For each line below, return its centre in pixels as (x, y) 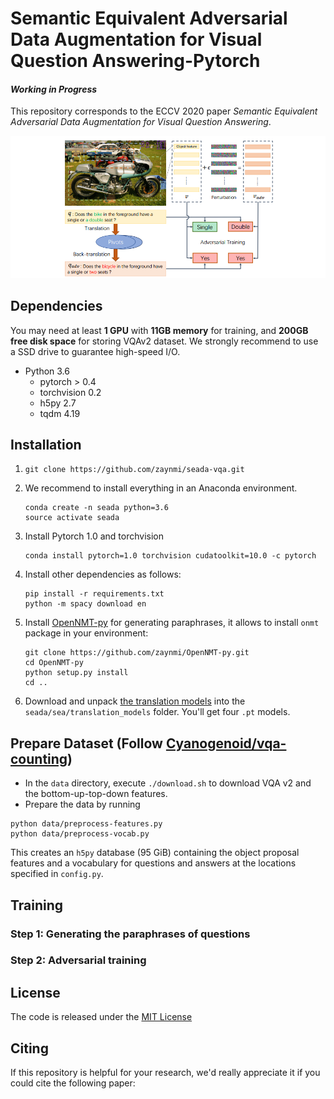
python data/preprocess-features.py (86, 824)
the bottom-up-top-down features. (96, 794)
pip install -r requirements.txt (94, 594)
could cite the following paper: (73, 1083)
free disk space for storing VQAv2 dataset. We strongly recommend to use (164, 341)
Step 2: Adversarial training (78, 960)
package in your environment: (86, 633)
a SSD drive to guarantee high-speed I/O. (95, 351)
